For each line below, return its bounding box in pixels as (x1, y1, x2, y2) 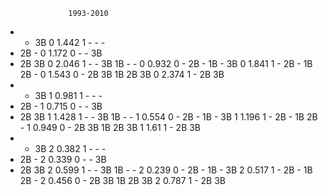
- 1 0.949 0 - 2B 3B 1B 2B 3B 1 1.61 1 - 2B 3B (19, 122, 202, 133)
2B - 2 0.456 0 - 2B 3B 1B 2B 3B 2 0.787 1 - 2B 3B (19, 175, 226, 186)
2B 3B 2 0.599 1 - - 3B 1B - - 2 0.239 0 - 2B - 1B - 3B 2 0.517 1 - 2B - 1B (19, 164, 313, 176)
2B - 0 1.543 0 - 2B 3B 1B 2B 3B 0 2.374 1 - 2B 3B (19, 69, 225, 80)
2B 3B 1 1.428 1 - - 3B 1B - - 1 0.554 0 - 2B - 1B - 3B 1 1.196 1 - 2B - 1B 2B (19, 111, 318, 123)
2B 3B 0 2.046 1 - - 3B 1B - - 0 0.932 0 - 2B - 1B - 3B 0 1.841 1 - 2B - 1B (19, 58, 313, 69)
